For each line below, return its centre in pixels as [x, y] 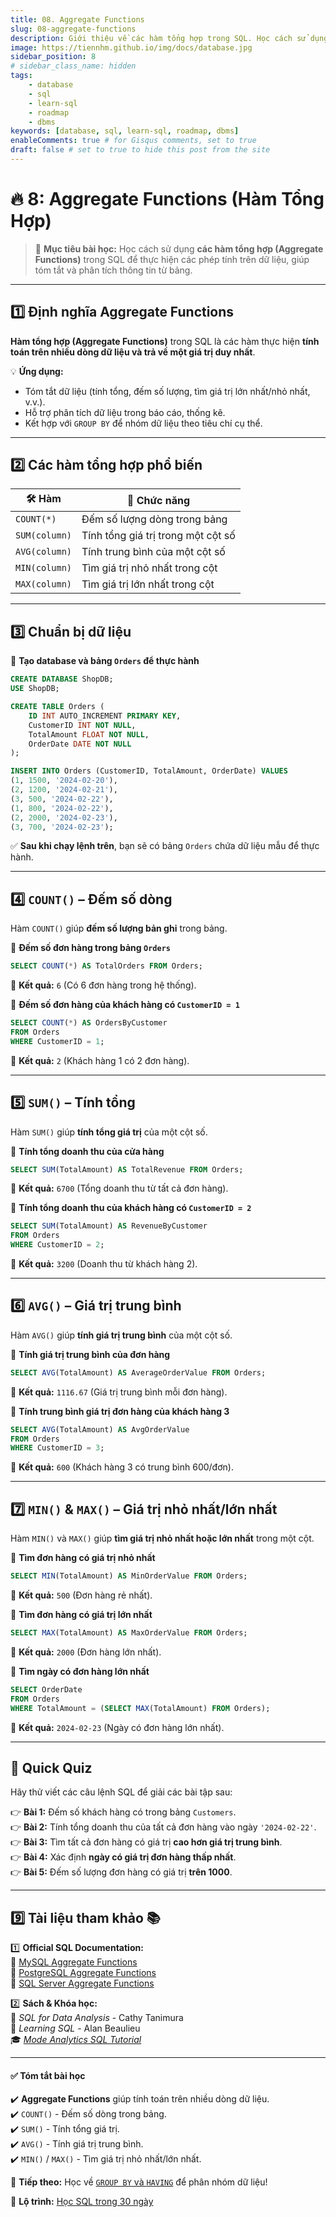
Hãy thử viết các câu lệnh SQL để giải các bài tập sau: [121, 1792]
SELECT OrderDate [46, 1689]
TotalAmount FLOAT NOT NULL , [89, 734]
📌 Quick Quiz [51, 1767]
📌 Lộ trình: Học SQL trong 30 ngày [82, 2202]
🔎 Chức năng [158, 500]
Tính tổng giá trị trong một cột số [158, 536]
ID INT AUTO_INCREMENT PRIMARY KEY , [105, 716]
